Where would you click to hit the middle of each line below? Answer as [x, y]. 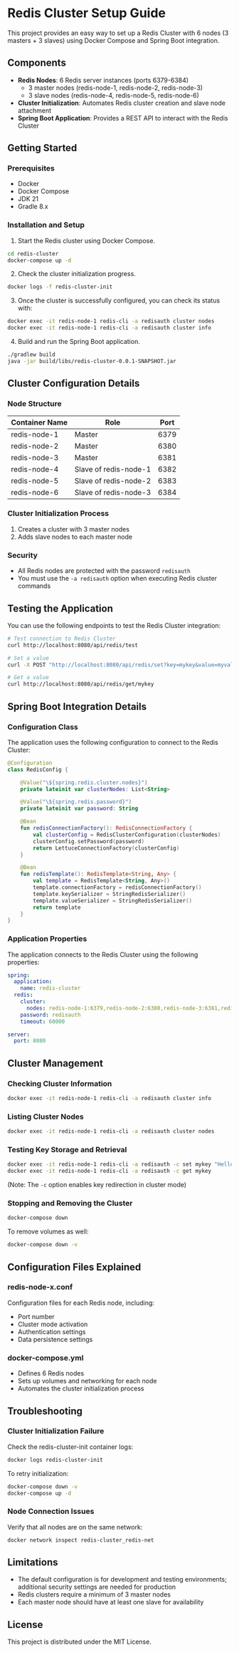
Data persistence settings [55, 1339]
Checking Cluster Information [60, 1084]
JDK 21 [28, 199]
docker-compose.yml [46, 1358]
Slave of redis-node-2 [113, 481]
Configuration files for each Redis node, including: [81, 1303]
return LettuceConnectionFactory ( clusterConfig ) [106, 848]
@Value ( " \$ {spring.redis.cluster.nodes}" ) [84, 783]
